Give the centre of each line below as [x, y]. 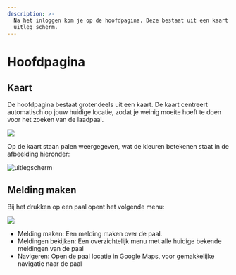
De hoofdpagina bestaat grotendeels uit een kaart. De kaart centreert [107, 105]
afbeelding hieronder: [39, 154]
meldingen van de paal [51, 249]
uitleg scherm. [36, 27]
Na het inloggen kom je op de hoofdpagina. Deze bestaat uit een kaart [121, 20]
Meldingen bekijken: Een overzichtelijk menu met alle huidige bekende [119, 241]
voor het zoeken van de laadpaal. [56, 120]
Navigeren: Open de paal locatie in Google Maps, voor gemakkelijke [116, 256]
